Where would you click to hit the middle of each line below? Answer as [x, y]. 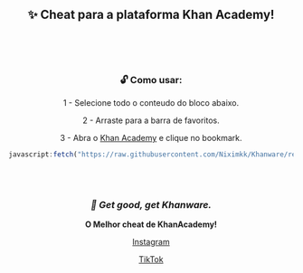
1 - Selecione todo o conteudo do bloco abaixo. [151, 103]
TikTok [151, 259]
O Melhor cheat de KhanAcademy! [151, 224]
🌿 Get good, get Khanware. [151, 204]
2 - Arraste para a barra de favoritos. [151, 120]
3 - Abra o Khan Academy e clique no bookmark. [151, 138]
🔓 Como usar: [151, 80]
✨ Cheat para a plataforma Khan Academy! [151, 15]
